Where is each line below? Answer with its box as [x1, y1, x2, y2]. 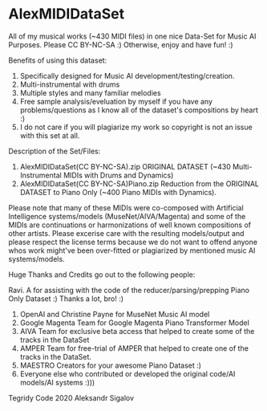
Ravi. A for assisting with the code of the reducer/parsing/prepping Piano [8, 285, 250, 295]
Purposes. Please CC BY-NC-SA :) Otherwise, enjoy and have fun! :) [8, 39, 234, 49]
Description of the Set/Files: [8, 146, 101, 156]
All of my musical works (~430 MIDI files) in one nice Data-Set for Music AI [8, 31, 257, 41]
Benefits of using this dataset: [8, 55, 107, 65]
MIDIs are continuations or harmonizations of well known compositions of [8, 220, 252, 230]
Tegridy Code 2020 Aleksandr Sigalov [8, 393, 135, 402]
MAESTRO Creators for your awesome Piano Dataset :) [19, 360, 202, 370]
